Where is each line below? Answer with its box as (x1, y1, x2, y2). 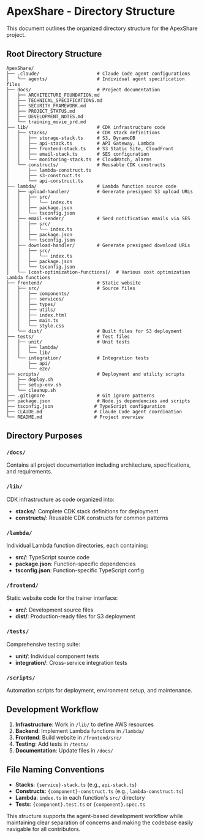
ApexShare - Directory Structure (6, 4, 175, 18)
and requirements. (6, 468, 53, 475)
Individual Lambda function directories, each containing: (6, 542, 149, 550)
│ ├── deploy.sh (6, 376, 53, 383)
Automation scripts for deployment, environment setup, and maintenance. (6, 686, 193, 694)
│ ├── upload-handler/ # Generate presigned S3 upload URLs (6, 188, 193, 194)
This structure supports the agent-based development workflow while (6, 812, 183, 819)
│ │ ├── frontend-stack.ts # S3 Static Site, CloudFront (6, 145, 174, 151)
